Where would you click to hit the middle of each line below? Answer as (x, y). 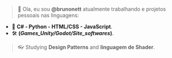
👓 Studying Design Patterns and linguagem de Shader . (86, 47)
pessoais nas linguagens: (48, 15)
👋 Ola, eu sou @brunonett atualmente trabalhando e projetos (92, 9)
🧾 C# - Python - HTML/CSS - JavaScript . (62, 27)
